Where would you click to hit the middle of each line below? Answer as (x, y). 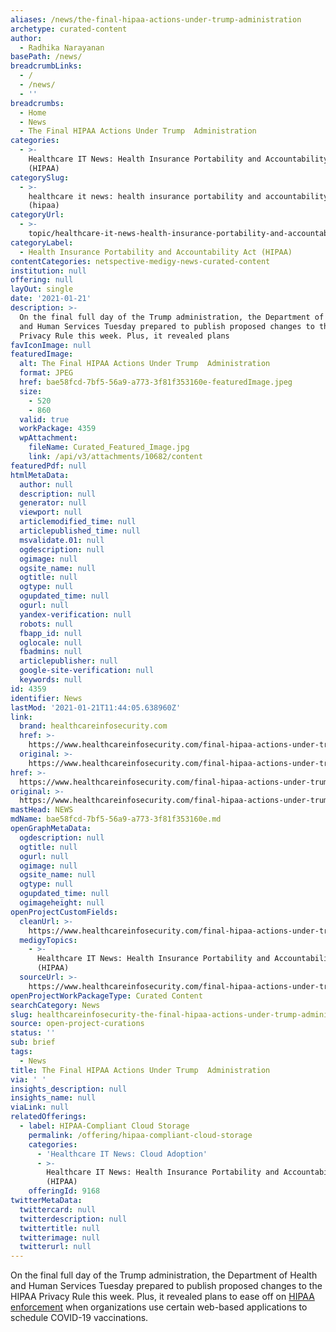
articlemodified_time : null (78, 522)
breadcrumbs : (37, 103)
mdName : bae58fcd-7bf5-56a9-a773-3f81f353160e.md (116, 819)
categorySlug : (40, 177)
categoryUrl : (37, 215)
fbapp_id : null (51, 633)
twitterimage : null (60, 1237)
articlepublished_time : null (80, 531)
